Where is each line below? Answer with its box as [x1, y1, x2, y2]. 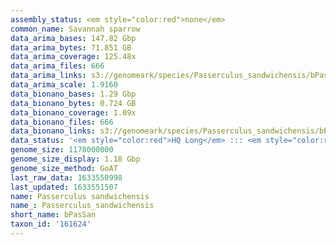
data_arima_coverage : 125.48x [10, 52, 137, 62]
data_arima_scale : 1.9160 [10, 80, 118, 90]
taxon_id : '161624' [10, 219, 92, 230]
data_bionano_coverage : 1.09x [10, 107, 137, 118]
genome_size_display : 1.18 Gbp [10, 154, 141, 164]
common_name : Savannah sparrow [10, 24, 141, 34]
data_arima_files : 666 [10, 61, 105, 71]
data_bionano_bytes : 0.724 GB [10, 98, 137, 108]
